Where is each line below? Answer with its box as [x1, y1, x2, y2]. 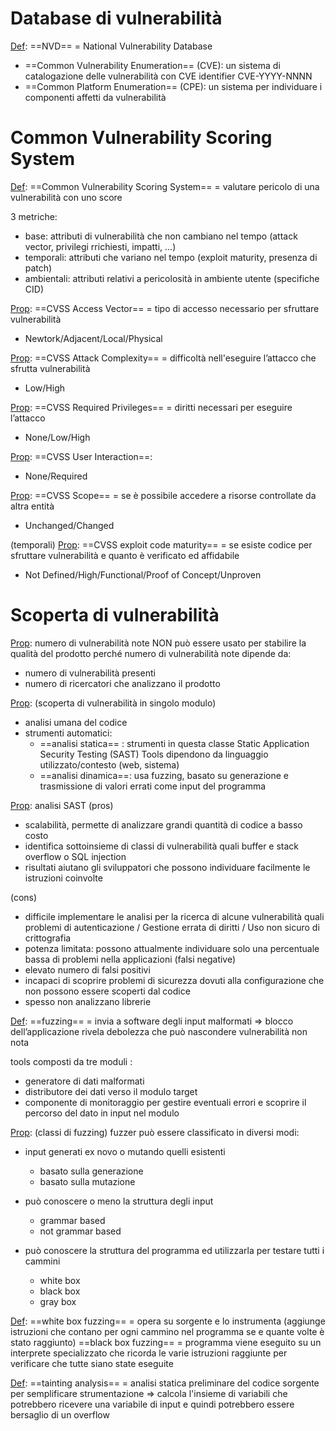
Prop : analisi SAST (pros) [10, 799, 114, 811]
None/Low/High [24, 431, 91, 443]
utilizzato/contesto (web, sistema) [39, 758, 180, 771]
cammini [24, 1255, 61, 1267]
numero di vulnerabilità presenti [24, 667, 156, 679]
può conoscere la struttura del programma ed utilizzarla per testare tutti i [24, 1244, 325, 1256]
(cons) [10, 891, 38, 903]
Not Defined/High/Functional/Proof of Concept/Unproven [24, 568, 262, 581]
